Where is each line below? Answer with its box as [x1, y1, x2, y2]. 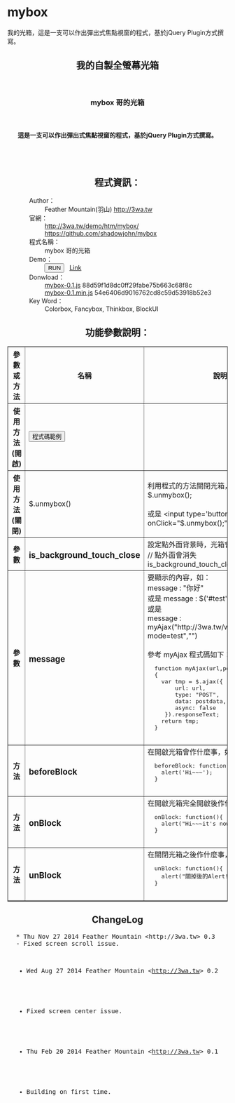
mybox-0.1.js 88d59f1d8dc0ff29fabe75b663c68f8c [44, 281, 192, 290]
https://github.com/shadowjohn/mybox [44, 229, 157, 238]
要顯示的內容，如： [147, 573, 211, 582]
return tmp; [161, 717, 199, 725]
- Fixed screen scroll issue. [16, 940, 120, 947]
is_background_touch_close [29, 550, 141, 561]
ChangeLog [92, 914, 143, 926]
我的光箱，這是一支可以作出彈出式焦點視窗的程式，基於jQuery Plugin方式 [7, 28, 218, 36]
